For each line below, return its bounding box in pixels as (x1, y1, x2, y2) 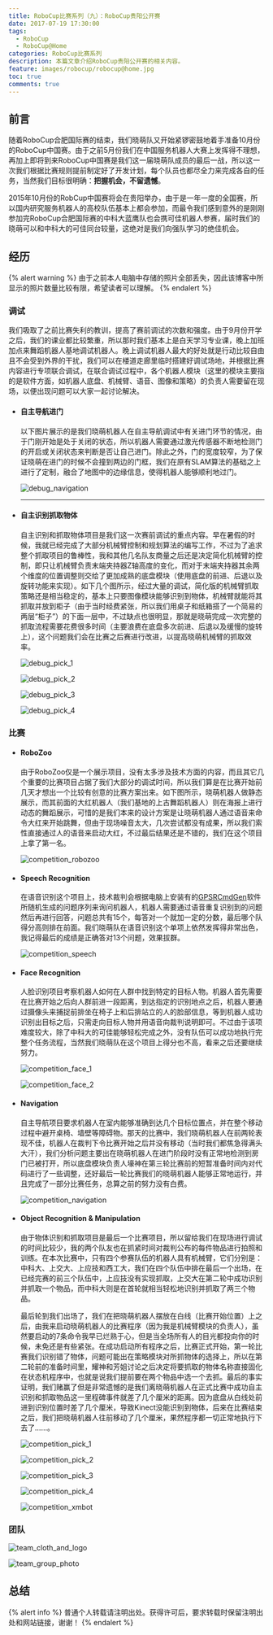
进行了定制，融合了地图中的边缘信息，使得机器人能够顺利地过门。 (19, 467, 241, 477)
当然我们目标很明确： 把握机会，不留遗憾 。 (22, 176, 165, 185)
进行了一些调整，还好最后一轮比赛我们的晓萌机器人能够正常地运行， (27, 1168, 256, 1178)
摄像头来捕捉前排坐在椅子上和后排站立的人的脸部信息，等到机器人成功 (27, 1007, 262, 1017)
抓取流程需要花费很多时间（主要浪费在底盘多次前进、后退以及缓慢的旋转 (19, 621, 262, 631)
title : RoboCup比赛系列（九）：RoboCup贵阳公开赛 (8, 11, 161, 20)
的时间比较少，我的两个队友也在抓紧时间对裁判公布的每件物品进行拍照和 (19, 1242, 262, 1253)
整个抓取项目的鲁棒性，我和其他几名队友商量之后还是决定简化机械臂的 (19, 550, 256, 560)
